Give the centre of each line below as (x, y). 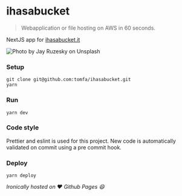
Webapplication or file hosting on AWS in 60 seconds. (88, 28)
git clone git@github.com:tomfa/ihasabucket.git (69, 80)
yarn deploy (21, 176)
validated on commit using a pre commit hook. (64, 147)
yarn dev (17, 113)
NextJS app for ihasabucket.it (43, 39)
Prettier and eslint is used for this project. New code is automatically (91, 141)
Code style (23, 128)
